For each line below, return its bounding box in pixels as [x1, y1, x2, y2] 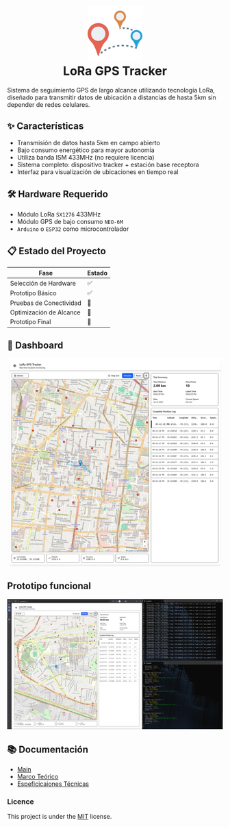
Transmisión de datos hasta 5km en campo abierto [16, 138, 161, 147]
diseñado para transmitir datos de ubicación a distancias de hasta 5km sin [7, 93, 217, 101]
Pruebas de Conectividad [10, 299, 82, 307]
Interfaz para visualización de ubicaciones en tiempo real [16, 167, 179, 176]
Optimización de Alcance [10, 308, 81, 317]
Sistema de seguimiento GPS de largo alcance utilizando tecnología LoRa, [7, 86, 216, 94]
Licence [7, 797, 34, 806]
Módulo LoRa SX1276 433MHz [16, 210, 101, 218]
